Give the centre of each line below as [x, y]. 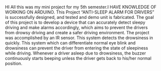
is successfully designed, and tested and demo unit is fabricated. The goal [80, 17]
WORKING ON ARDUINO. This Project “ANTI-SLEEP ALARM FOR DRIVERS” [80, 12]
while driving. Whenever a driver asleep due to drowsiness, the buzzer [76, 53]
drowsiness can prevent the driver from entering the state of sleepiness [77, 48]
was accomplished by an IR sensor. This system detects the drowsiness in [79, 38]
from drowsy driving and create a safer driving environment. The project [77, 33]
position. [14, 63]
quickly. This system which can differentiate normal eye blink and [70, 43]
